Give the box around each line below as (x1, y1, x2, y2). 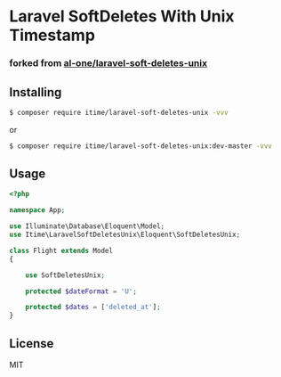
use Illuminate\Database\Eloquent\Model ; (9, 222, 165, 231)
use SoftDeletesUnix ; (25, 270, 105, 280)
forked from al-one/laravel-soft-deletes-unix (9, 57, 207, 70)
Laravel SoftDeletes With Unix (9, 6, 235, 27)
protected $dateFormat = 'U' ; (25, 287, 138, 296)
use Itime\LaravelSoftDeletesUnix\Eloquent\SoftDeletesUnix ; (9, 230, 241, 240)
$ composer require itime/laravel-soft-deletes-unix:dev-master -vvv (9, 141, 273, 151)
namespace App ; (9, 206, 66, 215)
